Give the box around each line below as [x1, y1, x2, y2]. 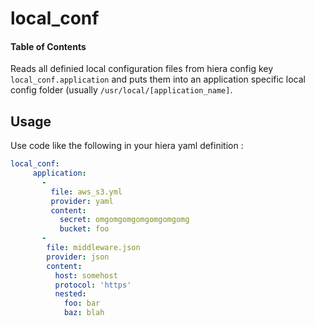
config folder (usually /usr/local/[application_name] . [10, 84, 233, 96]
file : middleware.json [46, 243, 141, 253]
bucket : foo [59, 224, 110, 234]
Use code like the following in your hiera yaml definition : [10, 140, 244, 152]
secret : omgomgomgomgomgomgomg [59, 215, 190, 225]
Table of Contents [10, 40, 87, 52]
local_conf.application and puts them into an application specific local [10, 73, 306, 86]
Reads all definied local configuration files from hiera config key [10, 63, 274, 75]
